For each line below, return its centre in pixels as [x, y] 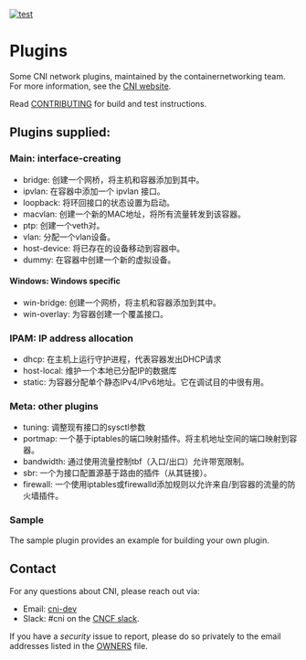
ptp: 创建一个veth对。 [63, 225]
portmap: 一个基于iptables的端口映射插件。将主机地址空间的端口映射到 [156, 439]
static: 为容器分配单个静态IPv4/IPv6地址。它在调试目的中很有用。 [146, 382]
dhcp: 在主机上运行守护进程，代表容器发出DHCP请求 [122, 359]
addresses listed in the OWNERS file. [79, 645]
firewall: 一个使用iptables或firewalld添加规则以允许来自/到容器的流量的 [155, 484]
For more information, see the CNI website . [90, 86]
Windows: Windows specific [65, 281]
